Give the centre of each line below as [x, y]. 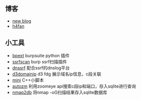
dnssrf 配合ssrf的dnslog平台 [41, 68]
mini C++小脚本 [28, 80]
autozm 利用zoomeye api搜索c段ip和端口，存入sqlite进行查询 [74, 86]
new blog [22, 21]
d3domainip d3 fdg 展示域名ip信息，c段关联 [57, 74]
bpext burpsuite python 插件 [41, 55]
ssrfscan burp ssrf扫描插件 [40, 62]
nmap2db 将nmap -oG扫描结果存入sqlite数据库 [59, 92]
